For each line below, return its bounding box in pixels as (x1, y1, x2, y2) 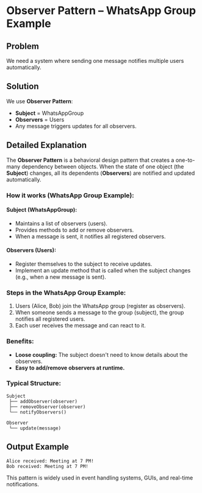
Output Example (6, 442, 69, 452)
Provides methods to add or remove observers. (15, 226, 134, 233)
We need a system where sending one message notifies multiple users (6, 57, 184, 64)
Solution (6, 81, 39, 92)
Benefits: (6, 337, 35, 346)
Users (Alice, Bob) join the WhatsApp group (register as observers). (15, 302, 186, 310)
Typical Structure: (6, 379, 61, 388)
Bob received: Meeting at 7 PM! (6, 463, 88, 469)
